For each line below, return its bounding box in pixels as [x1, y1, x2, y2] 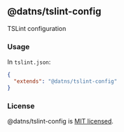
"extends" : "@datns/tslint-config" [13, 77, 118, 85]
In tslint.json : [7, 58, 51, 66]
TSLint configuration [7, 24, 67, 32]
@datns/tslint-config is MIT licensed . [7, 117, 114, 126]
